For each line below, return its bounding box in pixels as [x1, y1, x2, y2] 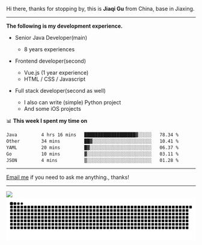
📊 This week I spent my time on [6, 117, 88, 124]
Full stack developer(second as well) [14, 87, 106, 94]
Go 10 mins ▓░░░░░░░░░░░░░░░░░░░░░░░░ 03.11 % [6, 150, 179, 157]
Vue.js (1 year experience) [23, 69, 89, 76]
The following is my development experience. [6, 22, 123, 29]
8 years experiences [23, 46, 75, 53]
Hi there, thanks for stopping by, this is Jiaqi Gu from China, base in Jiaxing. [6, 5, 195, 12]
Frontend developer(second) [14, 57, 86, 64]
